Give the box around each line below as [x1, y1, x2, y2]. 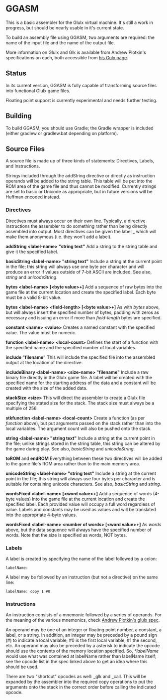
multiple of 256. [5, 405, 38, 411]
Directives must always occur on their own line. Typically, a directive [5, 218, 146, 224]
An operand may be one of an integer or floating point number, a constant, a [5, 627, 162, 633]
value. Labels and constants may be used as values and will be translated [5, 506, 156, 512]
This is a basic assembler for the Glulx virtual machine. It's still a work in [5, 19, 153, 25]
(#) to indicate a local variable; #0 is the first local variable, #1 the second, [5, 637, 157, 643]
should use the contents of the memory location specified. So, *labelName [5, 648, 159, 654]
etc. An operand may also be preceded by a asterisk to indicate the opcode [5, 643, 160, 649]
